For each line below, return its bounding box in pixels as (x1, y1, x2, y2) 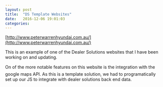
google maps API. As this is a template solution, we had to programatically (5, 71, 156, 77)
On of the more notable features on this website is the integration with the (5, 64, 156, 70)
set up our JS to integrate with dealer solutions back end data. (5, 77, 132, 83)
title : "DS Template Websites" (5, 12, 72, 17)
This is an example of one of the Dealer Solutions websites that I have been (5, 49, 159, 55)
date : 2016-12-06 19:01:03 (5, 16, 65, 21)
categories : (5, 21, 30, 26)
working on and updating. (5, 55, 58, 60)
